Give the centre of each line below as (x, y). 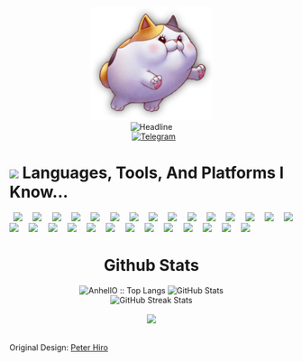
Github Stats (151, 266)
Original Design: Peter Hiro (59, 347)
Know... (39, 192)
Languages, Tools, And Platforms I (153, 173)
